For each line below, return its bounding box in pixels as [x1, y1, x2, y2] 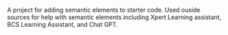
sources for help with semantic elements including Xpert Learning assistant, [7, 13, 222, 21]
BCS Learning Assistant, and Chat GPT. [7, 21, 118, 28]
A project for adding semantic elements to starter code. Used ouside [7, 6, 201, 14]
